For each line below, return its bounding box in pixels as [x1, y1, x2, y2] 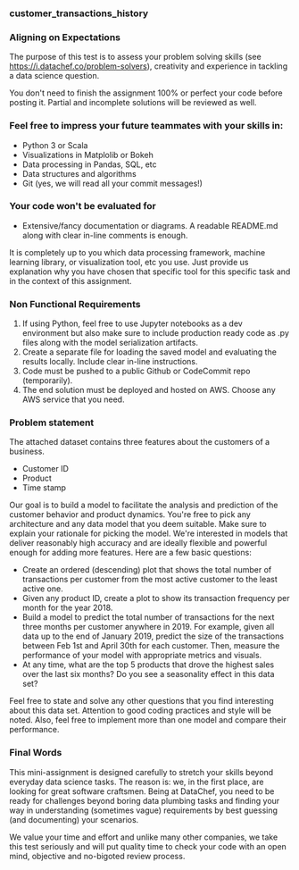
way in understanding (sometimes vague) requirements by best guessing [9, 805, 278, 816]
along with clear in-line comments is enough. [21, 230, 188, 240]
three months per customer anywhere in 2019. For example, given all [21, 622, 275, 632]
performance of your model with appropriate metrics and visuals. [21, 650, 262, 661]
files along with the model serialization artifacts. [21, 338, 199, 348]
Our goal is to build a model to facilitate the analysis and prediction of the [9, 499, 278, 511]
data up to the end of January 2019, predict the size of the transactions [21, 631, 284, 641]
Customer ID [21, 464, 70, 474]
